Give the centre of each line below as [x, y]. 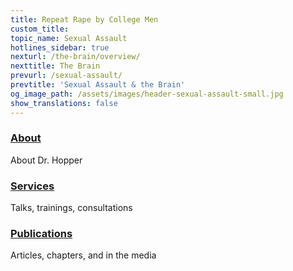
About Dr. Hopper [46, 160]
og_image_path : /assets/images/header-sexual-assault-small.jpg [147, 94]
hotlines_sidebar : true [60, 47]
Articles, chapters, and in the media [83, 255]
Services [32, 186]
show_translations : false [64, 103]
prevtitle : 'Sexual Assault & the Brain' [98, 85]
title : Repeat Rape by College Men [84, 19]
